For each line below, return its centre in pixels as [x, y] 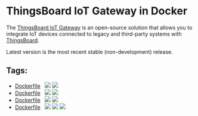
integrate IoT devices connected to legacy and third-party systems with [94, 33]
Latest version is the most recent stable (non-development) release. [89, 51]
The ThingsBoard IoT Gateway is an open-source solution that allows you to [99, 28]
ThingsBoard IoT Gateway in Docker [97, 11]
